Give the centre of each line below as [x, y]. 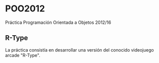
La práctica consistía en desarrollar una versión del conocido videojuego [79, 50]
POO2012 [25, 9]
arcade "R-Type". [23, 55]
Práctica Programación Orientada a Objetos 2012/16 [58, 22]
